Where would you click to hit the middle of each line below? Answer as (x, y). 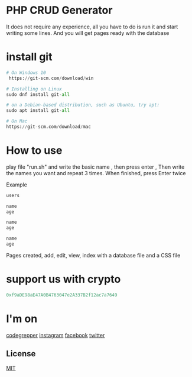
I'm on (22, 319)
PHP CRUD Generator (59, 10)
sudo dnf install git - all (38, 94)
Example (17, 185)
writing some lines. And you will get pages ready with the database (88, 33)
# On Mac (17, 121)
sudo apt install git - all (38, 111)
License (21, 354)
